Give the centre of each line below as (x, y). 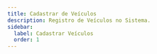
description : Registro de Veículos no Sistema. (79, 20)
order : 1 (27, 40)
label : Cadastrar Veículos (54, 33)
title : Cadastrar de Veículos (52, 14)
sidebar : (20, 27)
